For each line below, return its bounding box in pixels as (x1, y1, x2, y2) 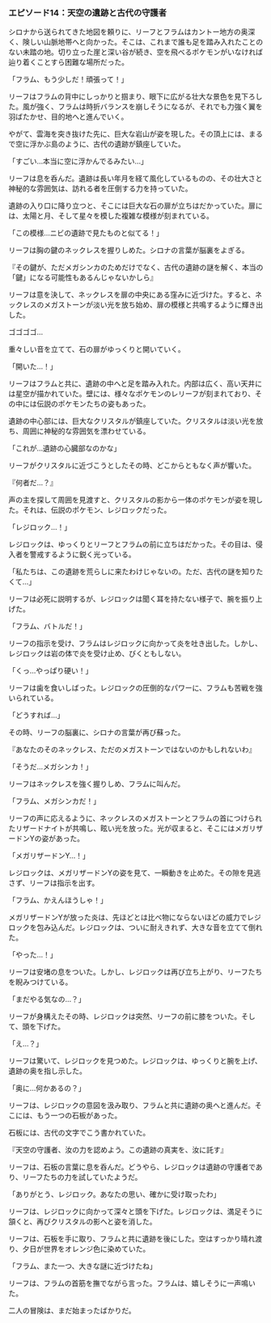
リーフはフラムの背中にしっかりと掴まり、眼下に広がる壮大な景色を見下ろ (8, 91, 256, 102)
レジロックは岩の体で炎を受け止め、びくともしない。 (8, 649, 186, 658)
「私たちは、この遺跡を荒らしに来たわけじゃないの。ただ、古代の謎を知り (8, 567, 256, 577)
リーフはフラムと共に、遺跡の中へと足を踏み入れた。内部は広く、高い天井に (8, 378, 263, 389)
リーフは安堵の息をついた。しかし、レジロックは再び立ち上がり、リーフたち (8, 967, 263, 977)
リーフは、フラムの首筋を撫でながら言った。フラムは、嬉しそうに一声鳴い (8, 1279, 256, 1288)
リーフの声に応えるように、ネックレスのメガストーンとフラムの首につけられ (8, 814, 263, 823)
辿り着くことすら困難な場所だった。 (8, 57, 129, 67)
